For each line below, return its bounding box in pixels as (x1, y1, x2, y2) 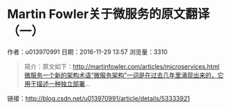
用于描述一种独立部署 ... (24, 79, 91, 88)
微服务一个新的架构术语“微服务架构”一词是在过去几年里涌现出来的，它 (24, 70, 224, 79)
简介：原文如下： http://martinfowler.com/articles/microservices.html (24, 62, 220, 70)
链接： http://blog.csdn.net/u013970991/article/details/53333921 (7, 94, 190, 102)
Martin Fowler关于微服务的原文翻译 (7, 6, 210, 22)
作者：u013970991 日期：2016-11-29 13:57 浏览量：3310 (7, 48, 168, 56)
